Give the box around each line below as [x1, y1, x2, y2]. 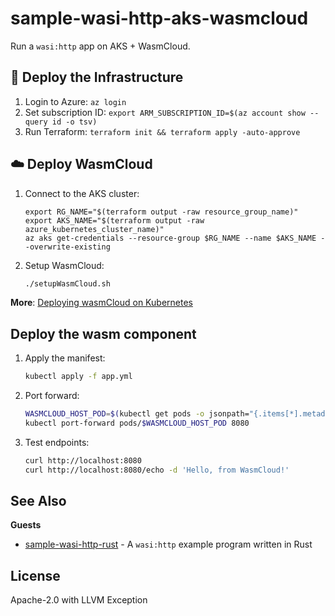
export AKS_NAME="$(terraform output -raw [24, 215, 205, 226]
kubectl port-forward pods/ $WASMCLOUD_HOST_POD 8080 [24, 418, 250, 428]
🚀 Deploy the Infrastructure [10, 69, 184, 86]
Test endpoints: [24, 436, 90, 448]
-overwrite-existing [24, 242, 111, 252]
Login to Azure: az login [24, 95, 127, 107]
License [10, 567, 61, 584]
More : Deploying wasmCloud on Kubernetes [10, 297, 193, 309]
